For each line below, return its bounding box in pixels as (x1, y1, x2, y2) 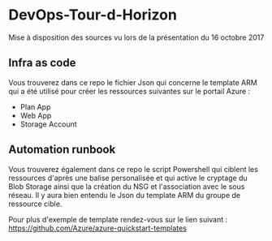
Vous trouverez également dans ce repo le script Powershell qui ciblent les (8, 164, 258, 174)
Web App (19, 110, 52, 120)
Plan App (19, 101, 51, 111)
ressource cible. (8, 199, 63, 209)
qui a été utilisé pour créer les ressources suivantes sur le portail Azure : (8, 86, 251, 96)
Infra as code (8, 56, 76, 70)
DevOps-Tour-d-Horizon (8, 6, 177, 24)
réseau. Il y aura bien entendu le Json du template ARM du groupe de (8, 190, 241, 200)
